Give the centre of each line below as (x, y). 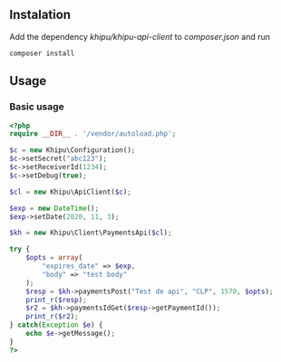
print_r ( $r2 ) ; (52, 317)
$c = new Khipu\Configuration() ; (73, 150)
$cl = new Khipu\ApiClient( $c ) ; (70, 192)
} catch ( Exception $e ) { (56, 325)
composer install (42, 53)
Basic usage (37, 107)
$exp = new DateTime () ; (54, 208)
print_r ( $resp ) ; (57, 300)
